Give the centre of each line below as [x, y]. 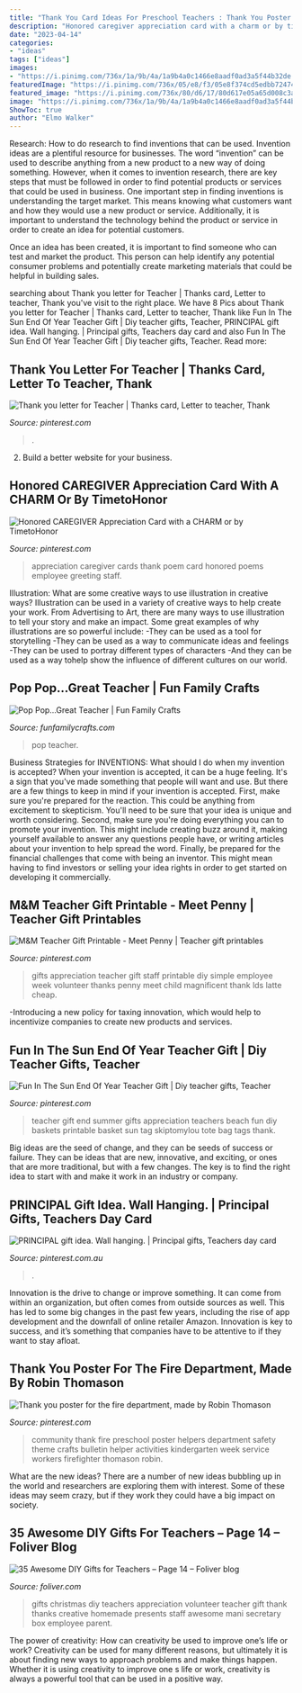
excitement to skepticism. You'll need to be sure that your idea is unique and [151, 810]
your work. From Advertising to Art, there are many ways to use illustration [147, 612]
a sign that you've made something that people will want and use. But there [149, 781]
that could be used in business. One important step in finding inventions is [147, 192]
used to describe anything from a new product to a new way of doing [138, 163]
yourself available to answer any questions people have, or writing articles [147, 839]
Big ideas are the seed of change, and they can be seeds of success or [141, 1148]
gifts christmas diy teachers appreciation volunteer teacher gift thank [159, 1604]
